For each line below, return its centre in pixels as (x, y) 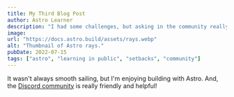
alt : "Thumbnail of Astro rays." (56, 46)
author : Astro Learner (40, 20)
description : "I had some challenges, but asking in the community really (118, 26)
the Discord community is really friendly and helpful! (83, 86)
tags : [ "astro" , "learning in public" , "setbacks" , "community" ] (104, 59)
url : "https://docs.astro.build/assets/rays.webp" (82, 39)
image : (17, 33)
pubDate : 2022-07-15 (37, 53)
